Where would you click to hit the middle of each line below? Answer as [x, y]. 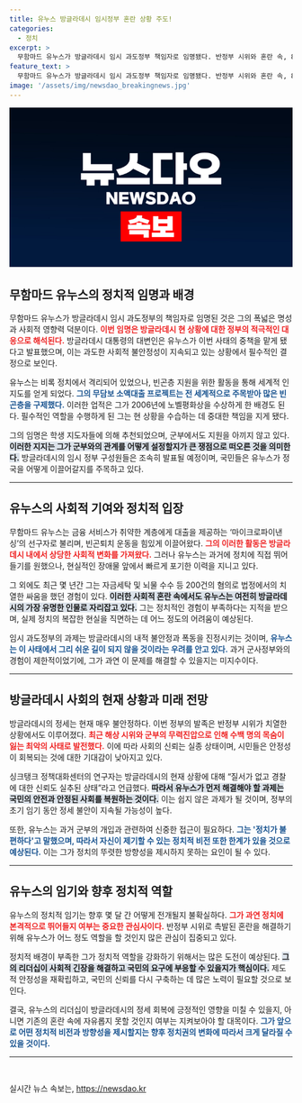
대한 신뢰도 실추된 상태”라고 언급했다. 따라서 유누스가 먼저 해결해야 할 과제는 [151, 788]
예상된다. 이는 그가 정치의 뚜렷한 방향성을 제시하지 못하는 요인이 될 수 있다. [140, 852]
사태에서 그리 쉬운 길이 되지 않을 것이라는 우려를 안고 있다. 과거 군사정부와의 [159, 649]
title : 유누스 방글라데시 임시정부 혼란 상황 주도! [91, 19]
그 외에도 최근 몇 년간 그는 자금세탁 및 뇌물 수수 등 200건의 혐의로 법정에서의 [143, 585]
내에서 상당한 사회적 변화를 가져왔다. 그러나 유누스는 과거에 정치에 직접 [148, 554]
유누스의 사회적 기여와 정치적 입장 [97, 509]
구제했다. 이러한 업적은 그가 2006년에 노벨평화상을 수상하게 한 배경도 [154, 405]
